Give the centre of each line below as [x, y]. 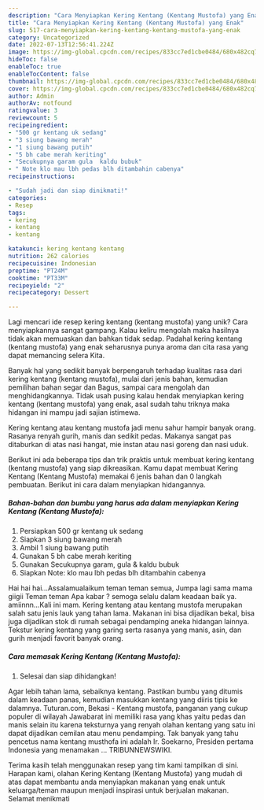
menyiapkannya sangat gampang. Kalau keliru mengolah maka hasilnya [124, 331]
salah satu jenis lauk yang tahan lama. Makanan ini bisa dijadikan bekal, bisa [132, 613]
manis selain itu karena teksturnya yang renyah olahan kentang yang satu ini [132, 725]
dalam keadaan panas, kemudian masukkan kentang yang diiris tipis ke [123, 700]
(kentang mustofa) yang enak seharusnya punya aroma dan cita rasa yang [128, 347]
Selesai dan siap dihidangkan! [68, 676]
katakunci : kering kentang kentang [66, 249]
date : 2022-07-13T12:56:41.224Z [61, 45]
